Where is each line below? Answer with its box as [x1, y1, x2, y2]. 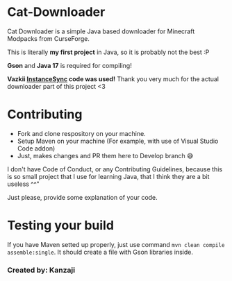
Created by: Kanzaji [7, 265, 75, 275]
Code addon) [17, 144, 56, 153]
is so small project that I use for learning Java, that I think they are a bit [7, 172, 210, 180]
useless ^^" [7, 180, 40, 188]
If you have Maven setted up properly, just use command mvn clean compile [7, 240, 225, 248]
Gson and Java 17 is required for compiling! [7, 61, 132, 69]
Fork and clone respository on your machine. [17, 129, 146, 137]
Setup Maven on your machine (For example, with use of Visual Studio [17, 137, 219, 145]
